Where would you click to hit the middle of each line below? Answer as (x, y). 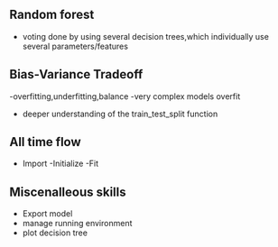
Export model (47, 214)
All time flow (45, 142)
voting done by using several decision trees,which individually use (145, 36)
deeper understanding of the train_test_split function (120, 114)
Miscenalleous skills (68, 192)
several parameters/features (75, 46)
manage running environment (77, 224)
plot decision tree (55, 233)
